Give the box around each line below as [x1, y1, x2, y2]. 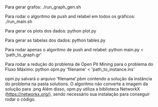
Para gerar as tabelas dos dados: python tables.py [5, 37, 106, 43]
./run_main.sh [5, 19, 32, 24]
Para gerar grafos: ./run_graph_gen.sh [5, 4, 81, 10]
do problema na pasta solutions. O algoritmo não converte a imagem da [5, 81, 148, 87]
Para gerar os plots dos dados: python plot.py [5, 28, 96, 33]
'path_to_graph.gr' [5, 52, 42, 58]
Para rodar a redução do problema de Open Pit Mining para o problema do [5, 61, 154, 67]
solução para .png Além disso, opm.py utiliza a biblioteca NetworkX [5, 86, 141, 92]
